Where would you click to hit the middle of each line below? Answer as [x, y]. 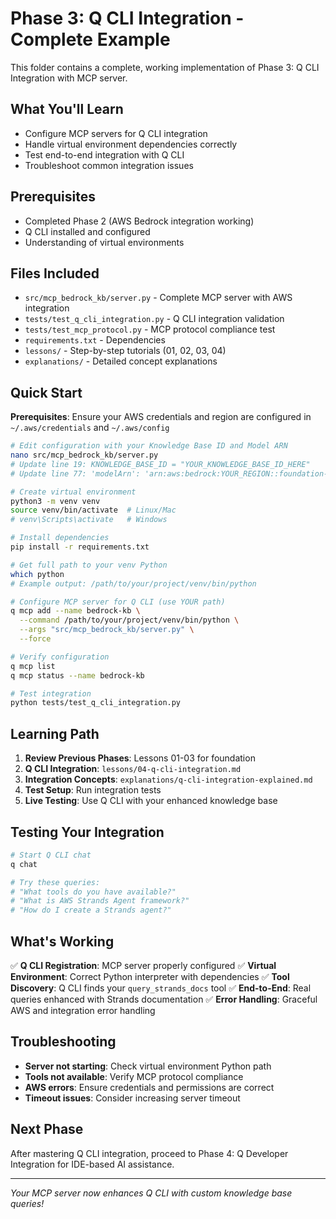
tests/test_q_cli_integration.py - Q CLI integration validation [154, 319]
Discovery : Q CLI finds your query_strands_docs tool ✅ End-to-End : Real [161, 988]
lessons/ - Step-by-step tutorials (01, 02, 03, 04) [125, 351]
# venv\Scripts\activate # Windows [89, 520]
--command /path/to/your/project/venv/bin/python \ [129, 620]
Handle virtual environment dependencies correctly [131, 144]
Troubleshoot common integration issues [109, 165]
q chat [24, 864]
